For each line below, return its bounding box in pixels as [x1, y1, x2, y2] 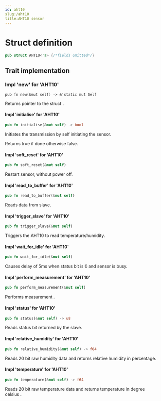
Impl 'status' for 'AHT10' [5, 305, 56, 311]
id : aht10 [5, 7, 25, 12]
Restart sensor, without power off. [5, 171, 73, 177]
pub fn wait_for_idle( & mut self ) [5, 254, 73, 260]
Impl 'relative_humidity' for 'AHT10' [5, 336, 79, 342]
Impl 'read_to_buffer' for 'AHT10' [5, 183, 73, 188]
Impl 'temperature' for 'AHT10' [5, 367, 68, 372]
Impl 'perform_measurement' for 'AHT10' [5, 274, 90, 280]
